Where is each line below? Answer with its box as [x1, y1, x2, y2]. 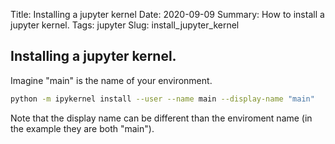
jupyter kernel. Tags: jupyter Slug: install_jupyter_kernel [10, 19, 240, 31]
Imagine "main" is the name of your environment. [10, 74, 213, 86]
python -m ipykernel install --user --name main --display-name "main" [10, 94, 315, 104]
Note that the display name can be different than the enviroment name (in [10, 112, 313, 124]
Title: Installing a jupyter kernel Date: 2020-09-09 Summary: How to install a [10, 9, 325, 20]
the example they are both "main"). [10, 122, 155, 134]
